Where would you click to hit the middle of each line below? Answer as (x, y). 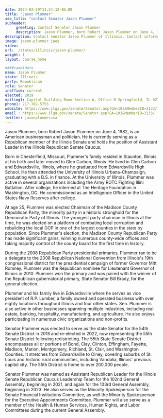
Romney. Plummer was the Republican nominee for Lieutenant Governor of (80, 268)
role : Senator (19, 86)
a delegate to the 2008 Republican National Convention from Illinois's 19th (79, 258)
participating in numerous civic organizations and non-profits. (67, 319)
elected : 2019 (19, 95)
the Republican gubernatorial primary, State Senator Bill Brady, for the (75, 279)
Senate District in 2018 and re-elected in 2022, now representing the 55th (79, 333)
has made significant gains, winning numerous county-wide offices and (76, 238)
